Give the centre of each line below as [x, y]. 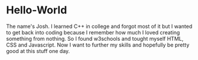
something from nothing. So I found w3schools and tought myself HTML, [95, 38]
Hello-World [37, 10]
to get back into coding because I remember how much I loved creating [93, 32]
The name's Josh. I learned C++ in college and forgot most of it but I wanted [99, 26]
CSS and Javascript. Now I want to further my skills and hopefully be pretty [98, 45]
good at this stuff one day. [38, 51]
